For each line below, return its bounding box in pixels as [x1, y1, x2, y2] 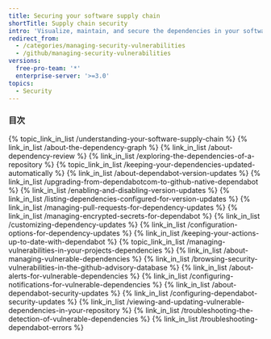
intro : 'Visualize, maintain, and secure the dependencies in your [8, 27, 240, 35]
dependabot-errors [8, 322, 73, 332]
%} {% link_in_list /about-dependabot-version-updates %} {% [54, 168, 261, 178]
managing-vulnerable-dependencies [8, 253, 131, 263]
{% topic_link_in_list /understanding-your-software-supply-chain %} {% [8, 134, 248, 144]
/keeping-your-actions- [181, 228, 260, 238]
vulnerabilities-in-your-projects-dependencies [8, 245, 163, 255]
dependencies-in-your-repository [8, 305, 120, 315]
